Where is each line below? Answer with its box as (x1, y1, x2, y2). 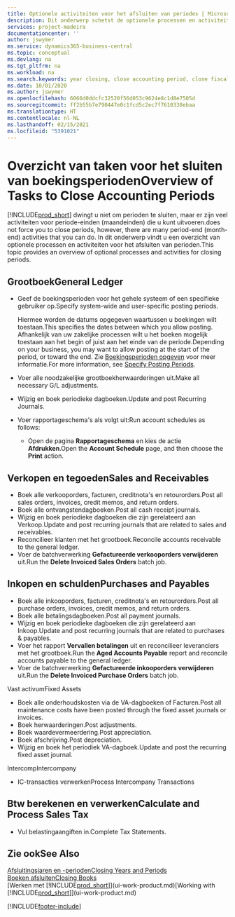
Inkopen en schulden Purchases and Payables (7, 578, 210, 590)
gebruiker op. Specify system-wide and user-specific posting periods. (17, 302, 219, 311)
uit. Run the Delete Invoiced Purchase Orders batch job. (17, 671, 179, 679)
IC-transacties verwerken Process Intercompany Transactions (17, 777, 194, 786)
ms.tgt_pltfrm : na (7, 62, 61, 69)
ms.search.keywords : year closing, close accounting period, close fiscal (7, 75, 230, 83)
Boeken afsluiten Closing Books (7, 874, 97, 882)
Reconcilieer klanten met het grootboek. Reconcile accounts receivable (17, 535, 222, 543)
